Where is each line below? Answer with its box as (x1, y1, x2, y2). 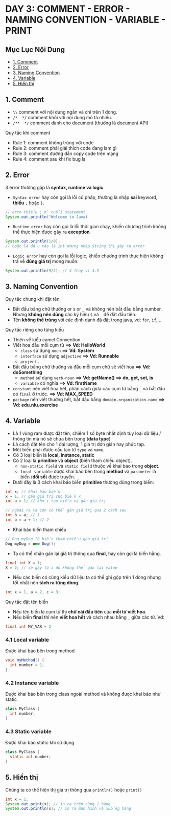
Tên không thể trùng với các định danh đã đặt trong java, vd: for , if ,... (12, 317, 162, 323)
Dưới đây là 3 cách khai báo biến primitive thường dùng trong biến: (12, 479, 154, 485)
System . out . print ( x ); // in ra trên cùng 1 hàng (5, 801, 111, 806)
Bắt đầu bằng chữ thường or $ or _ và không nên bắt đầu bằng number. (12, 305, 162, 312)
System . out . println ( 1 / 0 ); (5, 239, 60, 244)
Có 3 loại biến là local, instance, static (12, 452, 94, 458)
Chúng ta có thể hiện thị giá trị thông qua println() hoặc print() (5, 786, 142, 793)
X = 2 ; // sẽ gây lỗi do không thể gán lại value (5, 565, 117, 570)
